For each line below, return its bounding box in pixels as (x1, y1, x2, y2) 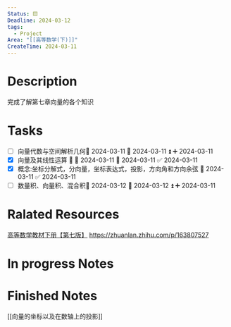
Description (7, 73, 77, 90)
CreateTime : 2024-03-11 (7, 43, 77, 50)
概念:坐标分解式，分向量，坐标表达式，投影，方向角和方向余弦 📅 (17, 165, 204, 173)
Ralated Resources (7, 206, 120, 223)
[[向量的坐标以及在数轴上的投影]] (7, 312, 104, 321)
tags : (7, 23, 23, 30)
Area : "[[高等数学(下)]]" (7, 37, 78, 44)
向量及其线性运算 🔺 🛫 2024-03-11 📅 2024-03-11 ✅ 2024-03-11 (17, 156, 199, 164)
